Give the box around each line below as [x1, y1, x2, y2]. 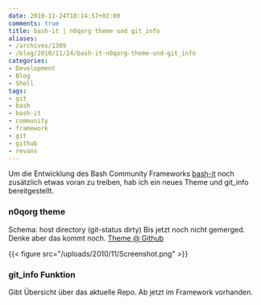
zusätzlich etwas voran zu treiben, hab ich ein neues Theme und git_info [8, 178, 249, 187]
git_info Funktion [8, 269, 77, 280]
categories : [8, 57, 48, 65]
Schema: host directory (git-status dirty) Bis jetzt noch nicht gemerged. [8, 224, 246, 234]
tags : [8, 86, 27, 95]
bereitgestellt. [8, 186, 55, 196]
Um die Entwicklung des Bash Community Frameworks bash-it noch [8, 169, 235, 178]
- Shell [8, 79, 35, 87]
